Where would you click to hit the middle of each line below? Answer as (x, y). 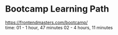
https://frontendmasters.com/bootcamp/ (47, 22)
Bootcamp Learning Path (57, 9)
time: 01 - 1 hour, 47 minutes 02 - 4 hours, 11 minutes (59, 27)
